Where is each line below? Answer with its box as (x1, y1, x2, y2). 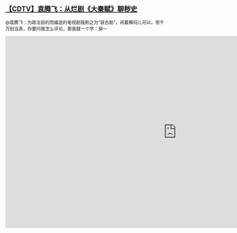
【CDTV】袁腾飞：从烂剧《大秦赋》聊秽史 (5, 5, 138, 14)
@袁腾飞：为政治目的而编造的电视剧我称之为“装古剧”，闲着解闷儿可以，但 (5, 19, 160, 25)
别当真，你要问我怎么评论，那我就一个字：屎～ (9, 25, 107, 31)
